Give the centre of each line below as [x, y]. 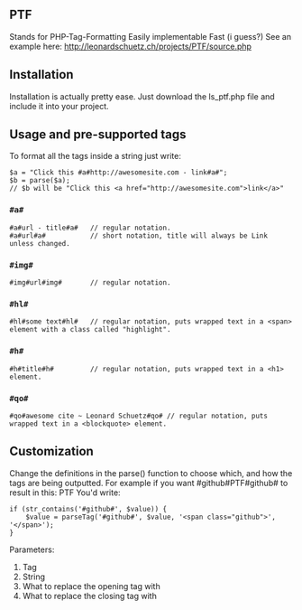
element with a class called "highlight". [90, 330]
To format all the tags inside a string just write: [96, 156]
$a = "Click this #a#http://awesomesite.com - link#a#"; [119, 173]
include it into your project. [59, 106]
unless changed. [40, 243]
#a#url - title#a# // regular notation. [90, 228]
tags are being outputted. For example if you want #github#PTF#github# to [149, 483]
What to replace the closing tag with [90, 596]
